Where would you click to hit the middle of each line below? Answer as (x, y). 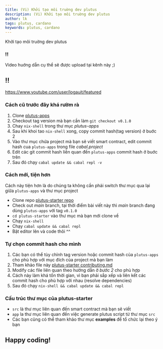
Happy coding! (28, 340)
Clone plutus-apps (31, 115)
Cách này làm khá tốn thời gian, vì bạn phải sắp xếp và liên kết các (79, 275)
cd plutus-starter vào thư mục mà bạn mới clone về (65, 216)
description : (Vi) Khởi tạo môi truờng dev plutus (58, 14)
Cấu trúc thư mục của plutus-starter (49, 299)
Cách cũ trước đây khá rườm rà (42, 105)
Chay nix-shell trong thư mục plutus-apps (55, 126)
